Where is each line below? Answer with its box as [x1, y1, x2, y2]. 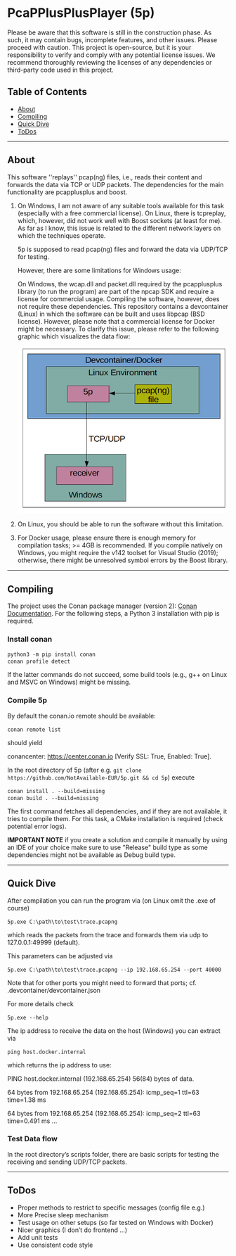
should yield [7, 738, 43, 747]
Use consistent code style [17, 1241, 93, 1249]
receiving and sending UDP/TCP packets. [7, 1157, 128, 1166]
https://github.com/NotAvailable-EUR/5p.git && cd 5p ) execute [7, 773, 195, 782]
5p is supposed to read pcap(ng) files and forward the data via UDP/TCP [17, 245, 228, 253]
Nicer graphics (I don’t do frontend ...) [17, 1226, 128, 1234]
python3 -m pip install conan [7, 651, 96, 659]
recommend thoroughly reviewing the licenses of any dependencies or [7, 58, 212, 66]
